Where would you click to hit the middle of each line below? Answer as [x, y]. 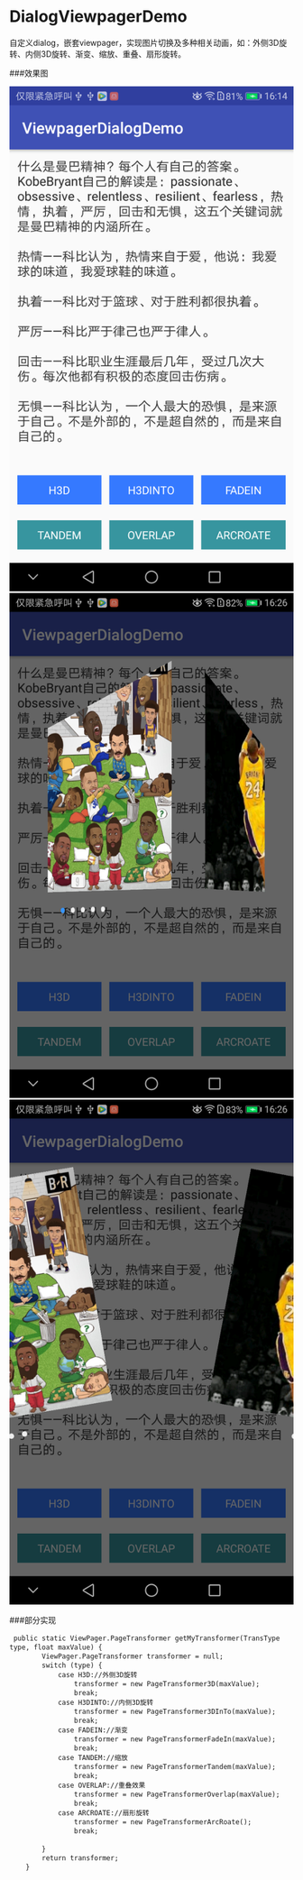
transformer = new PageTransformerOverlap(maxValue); [177, 1794]
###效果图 [29, 73]
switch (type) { [72, 1665]
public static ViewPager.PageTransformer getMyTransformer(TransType [147, 1638]
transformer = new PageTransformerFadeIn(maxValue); [175, 1739]
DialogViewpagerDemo [98, 17]
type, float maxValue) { [56, 1647]
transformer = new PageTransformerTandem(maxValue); [175, 1766]
